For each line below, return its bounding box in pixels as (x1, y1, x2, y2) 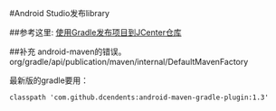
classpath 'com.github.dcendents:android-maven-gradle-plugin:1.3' (9, 93, 270, 102)
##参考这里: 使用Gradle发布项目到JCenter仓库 (9, 27, 182, 38)
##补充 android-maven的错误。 (9, 46, 127, 57)
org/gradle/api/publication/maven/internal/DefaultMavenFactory (9, 57, 249, 67)
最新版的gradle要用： (9, 75, 89, 86)
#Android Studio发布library (9, 8, 110, 18)
